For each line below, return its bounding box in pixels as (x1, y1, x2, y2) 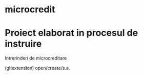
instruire (5, 38, 42, 50)
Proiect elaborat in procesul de (5, 27, 138, 39)
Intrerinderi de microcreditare (5, 55, 67, 61)
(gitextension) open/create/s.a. (5, 65, 70, 71)
